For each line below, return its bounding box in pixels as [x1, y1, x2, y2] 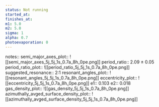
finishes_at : [5, 16, 33, 21]
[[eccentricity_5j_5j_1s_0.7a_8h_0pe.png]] [5, 80, 90, 86]
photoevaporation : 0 [5, 40, 49, 45]
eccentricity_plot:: [100, 74, 137, 80]
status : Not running [5, 7, 49, 12]
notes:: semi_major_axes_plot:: [5, 53, 69, 59]
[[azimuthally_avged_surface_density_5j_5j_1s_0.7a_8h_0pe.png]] [5, 96, 138, 102]
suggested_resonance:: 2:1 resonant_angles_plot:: [5, 69, 109, 75]
